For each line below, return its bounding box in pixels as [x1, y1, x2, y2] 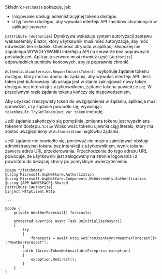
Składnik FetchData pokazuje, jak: [5, 4, 72, 10]
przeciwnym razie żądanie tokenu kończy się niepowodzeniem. [5, 89, 132, 95]
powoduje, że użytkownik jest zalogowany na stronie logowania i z [5, 153, 138, 159]
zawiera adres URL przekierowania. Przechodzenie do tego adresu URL [5, 148, 147, 154]
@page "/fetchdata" [5, 168, 44, 173]
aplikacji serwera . [12, 24, 49, 30]
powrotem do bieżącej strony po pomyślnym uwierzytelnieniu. [5, 159, 129, 164]
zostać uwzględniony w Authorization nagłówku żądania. [5, 129, 120, 134]
